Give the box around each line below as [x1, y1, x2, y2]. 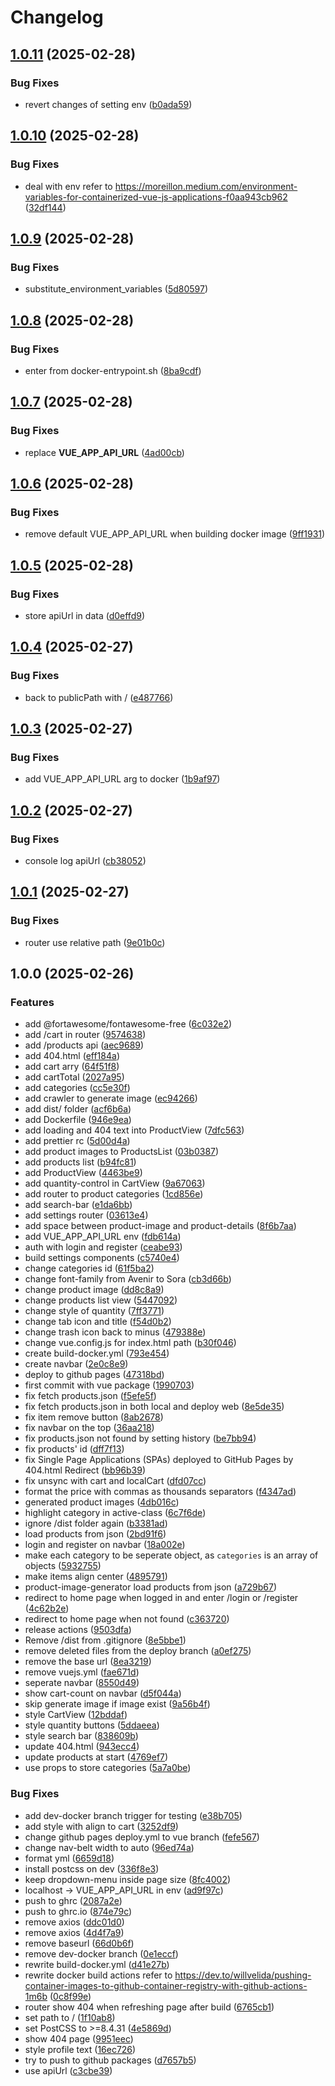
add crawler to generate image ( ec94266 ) [24, 1092, 198, 1105]
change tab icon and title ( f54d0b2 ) [24, 1316, 172, 1328]
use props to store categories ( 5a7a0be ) [24, 1762, 192, 1774]
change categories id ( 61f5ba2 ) [24, 1262, 155, 1275]
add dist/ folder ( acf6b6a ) [24, 1103, 132, 1115]
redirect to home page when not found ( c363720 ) [24, 1613, 230, 1625]
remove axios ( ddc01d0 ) [24, 1916, 125, 1928]
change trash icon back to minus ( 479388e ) [24, 1326, 207, 1338]
